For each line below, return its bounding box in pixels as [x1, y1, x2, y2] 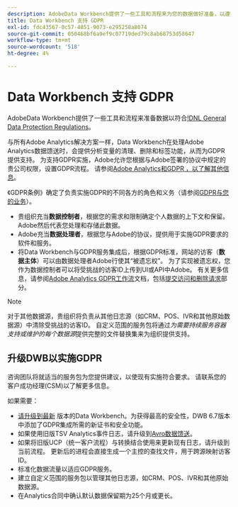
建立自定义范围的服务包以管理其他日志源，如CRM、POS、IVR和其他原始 [17, 473, 229, 482]
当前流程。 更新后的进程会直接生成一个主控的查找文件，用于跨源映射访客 [17, 447, 231, 455]
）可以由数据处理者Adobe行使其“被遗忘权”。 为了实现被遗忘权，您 [36, 256, 231, 264]
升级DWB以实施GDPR [7, 352, 103, 364]
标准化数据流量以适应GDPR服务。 [17, 464, 116, 473]
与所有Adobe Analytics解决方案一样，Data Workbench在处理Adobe [7, 138, 204, 146]
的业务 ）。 [7, 196, 35, 206]
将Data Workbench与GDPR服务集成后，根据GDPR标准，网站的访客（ [17, 247, 220, 256]
